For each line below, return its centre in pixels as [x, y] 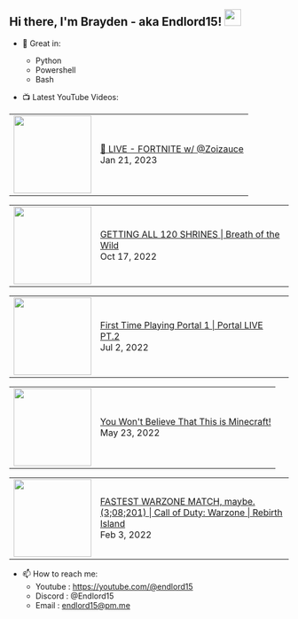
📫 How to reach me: [60, 574]
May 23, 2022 [130, 433]
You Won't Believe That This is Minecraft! [186, 421]
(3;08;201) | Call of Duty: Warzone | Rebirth [192, 513]
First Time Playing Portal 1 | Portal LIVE [182, 325]
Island [113, 523]
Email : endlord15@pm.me [83, 605]
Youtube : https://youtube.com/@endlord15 [114, 586]
